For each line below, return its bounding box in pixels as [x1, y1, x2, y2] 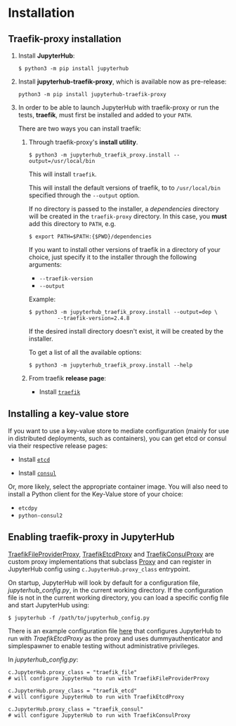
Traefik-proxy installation [8, 33, 122, 45]
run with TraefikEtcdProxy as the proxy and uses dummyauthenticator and [8, 634, 223, 642]
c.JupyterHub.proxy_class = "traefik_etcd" [8, 687, 138, 694]
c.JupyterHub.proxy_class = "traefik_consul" [8, 706, 143, 713]
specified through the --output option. [28, 191, 140, 199]
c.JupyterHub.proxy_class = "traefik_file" [8, 668, 138, 675]
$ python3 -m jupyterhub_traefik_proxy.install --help [28, 362, 192, 369]
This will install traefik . [28, 170, 97, 178]
